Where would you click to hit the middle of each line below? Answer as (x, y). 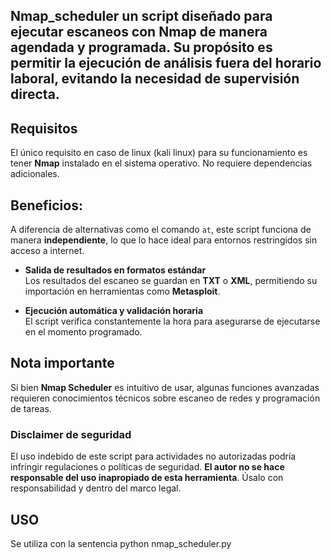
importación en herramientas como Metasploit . (122, 291)
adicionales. (35, 174)
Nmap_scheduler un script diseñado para (141, 16)
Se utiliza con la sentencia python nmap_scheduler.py (121, 543)
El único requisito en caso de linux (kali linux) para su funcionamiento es (159, 153)
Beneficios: (46, 205)
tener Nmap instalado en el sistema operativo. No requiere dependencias (161, 163)
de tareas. (31, 408)
